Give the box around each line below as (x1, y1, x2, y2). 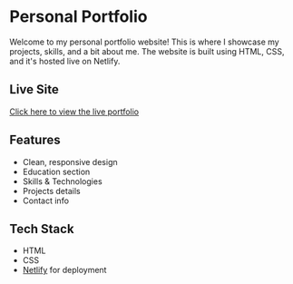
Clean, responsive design (22, 156, 118, 167)
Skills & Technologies (22, 175, 103, 187)
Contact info (22, 195, 70, 206)
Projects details (22, 185, 81, 196)
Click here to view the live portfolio (9, 106, 140, 117)
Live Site (9, 82, 59, 97)
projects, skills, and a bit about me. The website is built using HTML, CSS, (9, 45, 285, 56)
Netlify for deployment (22, 265, 107, 276)
